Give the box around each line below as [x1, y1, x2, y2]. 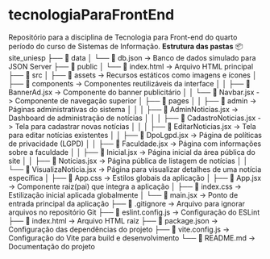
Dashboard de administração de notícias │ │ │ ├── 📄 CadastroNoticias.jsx [8, 113, 256, 123]
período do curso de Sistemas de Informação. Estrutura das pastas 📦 [8, 41, 243, 51]
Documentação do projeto [8, 241, 95, 251]
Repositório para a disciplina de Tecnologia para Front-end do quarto [8, 32, 238, 42]
